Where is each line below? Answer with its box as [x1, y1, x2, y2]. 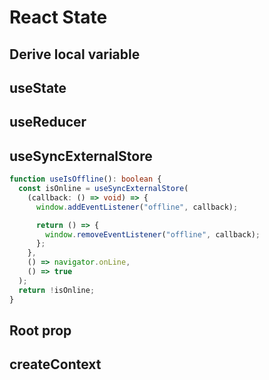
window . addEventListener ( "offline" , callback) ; [35, 202, 239, 212]
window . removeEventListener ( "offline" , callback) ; [45, 229, 261, 240]
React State [9, 6, 108, 29]
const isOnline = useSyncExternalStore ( [18, 184, 189, 194]
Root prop [9, 322, 72, 339]
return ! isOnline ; [18, 285, 96, 295]
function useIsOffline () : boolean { [9, 174, 162, 185]
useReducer [9, 114, 87, 131]
